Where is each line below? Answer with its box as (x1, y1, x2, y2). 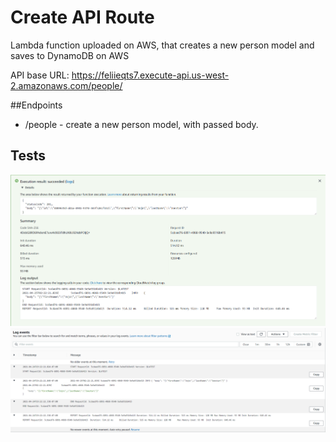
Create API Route (10, 6, 155, 29)
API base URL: (10, 69, 70, 81)
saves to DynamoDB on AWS (10, 49, 130, 61)
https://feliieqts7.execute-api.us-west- (71, 69, 230, 81)
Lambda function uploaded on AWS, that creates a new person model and (10, 39, 315, 51)
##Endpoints (10, 99, 63, 111)
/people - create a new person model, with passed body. (24, 118, 259, 130)
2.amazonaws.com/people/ (10, 79, 123, 91)
